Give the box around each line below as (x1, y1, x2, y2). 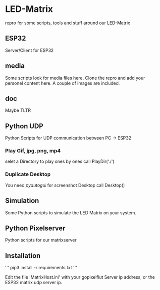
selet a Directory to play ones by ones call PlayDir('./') (5, 158, 115, 164)
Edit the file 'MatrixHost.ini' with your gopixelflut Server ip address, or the (5, 274, 155, 280)
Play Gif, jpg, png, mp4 (5, 147, 61, 154)
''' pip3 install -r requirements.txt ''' (5, 265, 78, 271)
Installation (5, 251, 41, 260)
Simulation (5, 196, 39, 205)
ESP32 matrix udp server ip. (5, 280, 62, 286)
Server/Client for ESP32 (5, 47, 54, 53)
